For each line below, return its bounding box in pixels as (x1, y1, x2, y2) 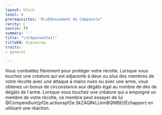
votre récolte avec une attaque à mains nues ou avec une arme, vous (5, 78, 148, 84)
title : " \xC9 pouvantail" (5, 36, 57, 41)
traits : (5, 45, 22, 50)
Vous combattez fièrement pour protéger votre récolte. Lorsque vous (5, 67, 148, 73)
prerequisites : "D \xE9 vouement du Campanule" (5, 17, 102, 22)
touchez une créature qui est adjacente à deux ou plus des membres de (5, 73, 154, 79)
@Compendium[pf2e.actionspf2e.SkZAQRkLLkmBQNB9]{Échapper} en (5, 99, 153, 105)
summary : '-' (5, 31, 33, 36)
